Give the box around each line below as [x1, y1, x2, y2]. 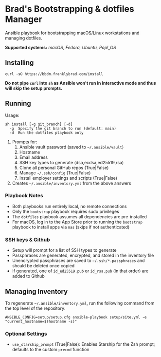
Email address [19, 154, 48, 160]
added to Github [12, 273, 45, 279]
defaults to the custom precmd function [12, 347, 89, 353]
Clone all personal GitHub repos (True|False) [19, 165, 109, 170]
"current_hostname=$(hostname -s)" [5, 319, 77, 324]
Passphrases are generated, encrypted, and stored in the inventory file [12, 252, 154, 259]
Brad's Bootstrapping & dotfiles [5, 3, 135, 15]
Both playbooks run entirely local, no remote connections [12, 203, 127, 209]
